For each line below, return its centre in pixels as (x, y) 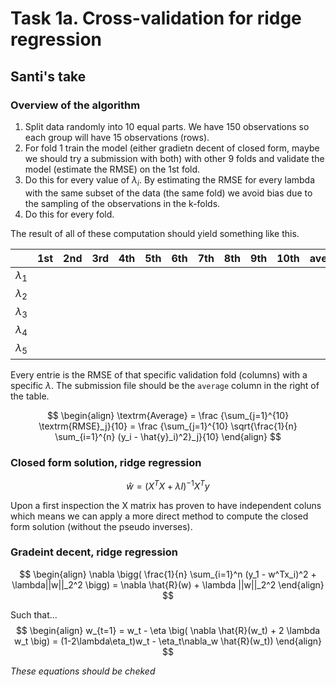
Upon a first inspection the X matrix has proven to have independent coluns (166, 505)
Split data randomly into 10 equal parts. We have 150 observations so (167, 126)
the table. (30, 396)
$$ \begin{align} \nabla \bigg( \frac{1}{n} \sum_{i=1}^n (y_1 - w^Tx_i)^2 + (168, 574)
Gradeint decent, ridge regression (94, 552)
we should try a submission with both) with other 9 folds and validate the (174, 158)
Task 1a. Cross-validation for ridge (156, 18)
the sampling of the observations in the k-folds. (122, 203)
